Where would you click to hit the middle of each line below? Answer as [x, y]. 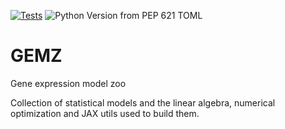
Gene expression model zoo [68, 83]
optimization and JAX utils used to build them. [105, 113]
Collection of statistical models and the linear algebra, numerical [143, 102]
